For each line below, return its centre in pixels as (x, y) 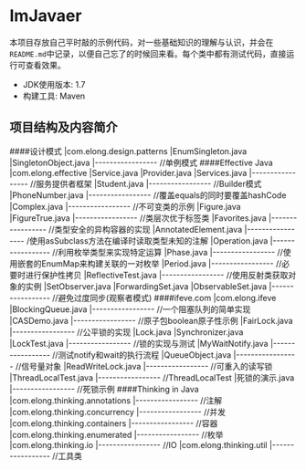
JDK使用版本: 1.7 (54, 84)
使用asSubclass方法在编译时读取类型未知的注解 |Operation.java (148, 240)
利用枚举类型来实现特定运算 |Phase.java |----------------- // (170, 252)
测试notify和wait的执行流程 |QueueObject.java (145, 355)
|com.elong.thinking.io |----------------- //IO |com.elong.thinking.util (138, 444)
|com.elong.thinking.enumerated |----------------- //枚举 (116, 434)
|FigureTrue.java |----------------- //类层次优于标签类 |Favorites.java (138, 218)
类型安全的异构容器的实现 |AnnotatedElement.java (148, 229)
